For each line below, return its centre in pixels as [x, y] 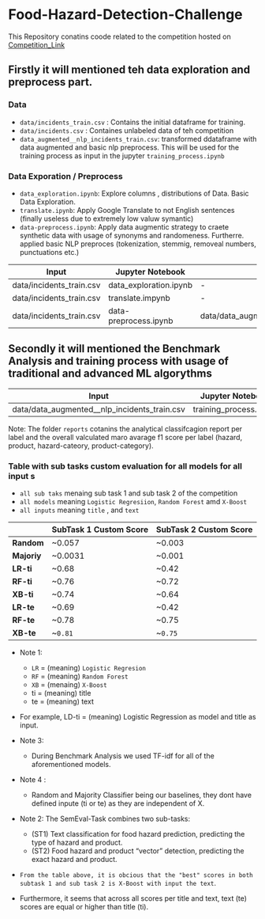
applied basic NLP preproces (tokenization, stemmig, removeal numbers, [138, 244]
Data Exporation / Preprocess [66, 176]
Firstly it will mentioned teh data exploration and [129, 70]
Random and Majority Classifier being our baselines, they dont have [142, 795]
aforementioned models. [71, 765]
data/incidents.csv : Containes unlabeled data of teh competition [127, 130]
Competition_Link [37, 44]
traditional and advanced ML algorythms [110, 374]
